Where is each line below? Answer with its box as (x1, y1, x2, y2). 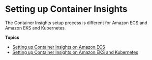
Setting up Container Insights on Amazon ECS (12, 44, 106, 50)
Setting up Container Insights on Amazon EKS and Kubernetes (12, 49, 139, 55)
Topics (5, 34, 20, 40)
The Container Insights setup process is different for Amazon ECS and (5, 20, 148, 26)
